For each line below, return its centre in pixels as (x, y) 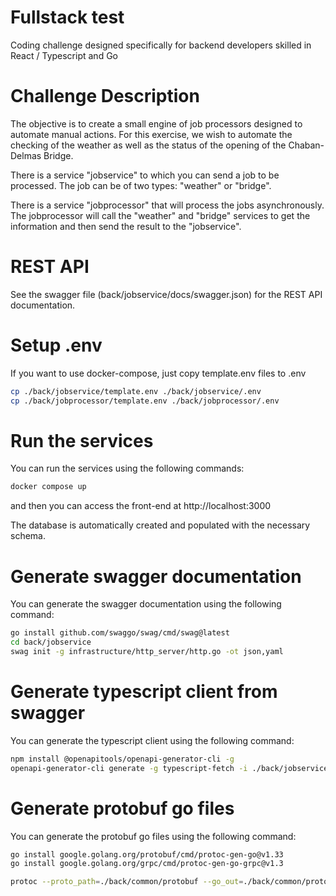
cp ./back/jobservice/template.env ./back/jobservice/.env (136, 391)
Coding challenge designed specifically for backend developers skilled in (161, 45)
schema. (28, 536)
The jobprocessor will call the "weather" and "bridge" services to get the (160, 215)
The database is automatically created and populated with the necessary (160, 525)
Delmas (26, 155)
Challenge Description (105, 96)
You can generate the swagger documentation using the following (146, 604)
